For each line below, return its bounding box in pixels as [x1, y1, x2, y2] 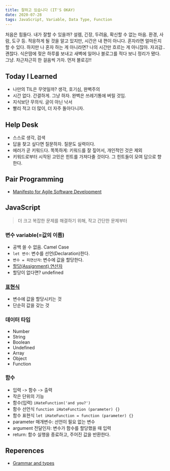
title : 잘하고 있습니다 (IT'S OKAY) [5, 7, 75, 13]
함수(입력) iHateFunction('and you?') [12, 399, 91, 405]
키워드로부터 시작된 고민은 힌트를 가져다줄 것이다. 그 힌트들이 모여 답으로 [12, 154, 156, 159]
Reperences [5, 447, 45, 455]
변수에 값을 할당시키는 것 [12, 296, 62, 302]
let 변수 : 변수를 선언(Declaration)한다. [12, 250, 90, 256]
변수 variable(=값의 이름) [5, 231, 64, 238]
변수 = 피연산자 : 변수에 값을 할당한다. [12, 257, 84, 263]
